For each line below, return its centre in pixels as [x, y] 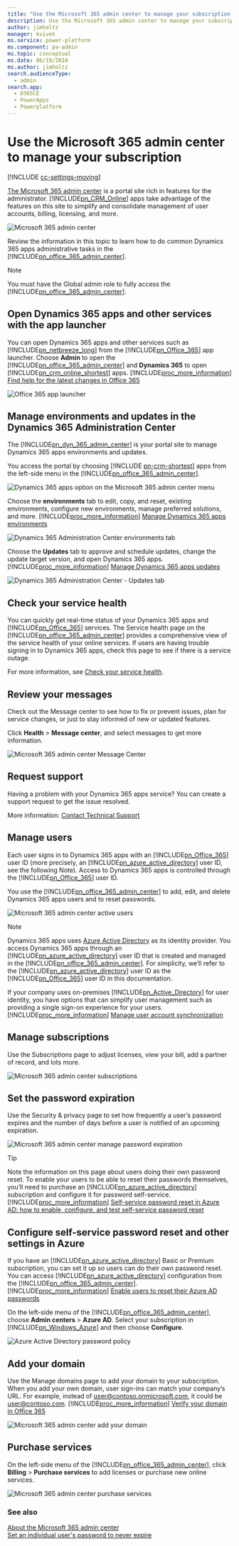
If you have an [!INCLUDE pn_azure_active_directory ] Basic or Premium [111, 1261]
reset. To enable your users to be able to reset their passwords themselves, [118, 1179]
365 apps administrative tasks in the [60, 249]
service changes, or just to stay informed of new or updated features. [109, 719]
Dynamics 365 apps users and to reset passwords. [82, 899]
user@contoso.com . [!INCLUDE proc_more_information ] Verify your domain [117, 1403]
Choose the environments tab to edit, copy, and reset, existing [100, 501]
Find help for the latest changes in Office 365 [74, 380]
